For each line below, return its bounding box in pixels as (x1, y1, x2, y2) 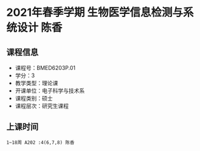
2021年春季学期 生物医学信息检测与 (6, 5, 184, 19)
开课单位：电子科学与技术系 (15, 87, 85, 94)
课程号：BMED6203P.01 (15, 65, 76, 71)
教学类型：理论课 (15, 80, 58, 86)
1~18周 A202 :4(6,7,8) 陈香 (6, 139, 75, 146)
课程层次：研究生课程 (15, 102, 69, 110)
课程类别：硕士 (15, 95, 53, 102)
